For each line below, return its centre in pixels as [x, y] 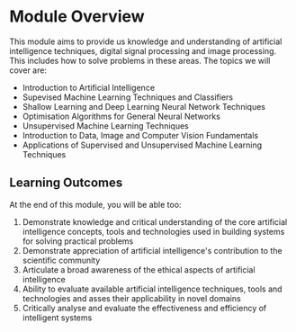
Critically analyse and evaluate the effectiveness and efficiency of [144, 308]
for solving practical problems [78, 241]
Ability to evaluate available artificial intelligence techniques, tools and [152, 289]
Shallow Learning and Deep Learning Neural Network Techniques [144, 106]
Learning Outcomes [66, 183]
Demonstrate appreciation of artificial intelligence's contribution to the [152, 250]
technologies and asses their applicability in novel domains [131, 298]
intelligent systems [57, 318]
